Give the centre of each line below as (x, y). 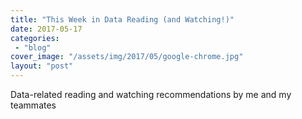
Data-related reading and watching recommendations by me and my (151, 94)
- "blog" (33, 47)
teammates (33, 105)
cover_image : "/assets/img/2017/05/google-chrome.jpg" (127, 57)
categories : (35, 38)
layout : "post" (42, 66)
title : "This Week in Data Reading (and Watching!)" (122, 19)
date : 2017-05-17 (46, 29)
